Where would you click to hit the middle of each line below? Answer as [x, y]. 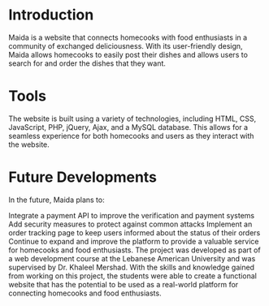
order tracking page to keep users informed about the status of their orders [134, 232]
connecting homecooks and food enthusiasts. [85, 293]
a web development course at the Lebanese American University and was [132, 258]
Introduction [51, 15]
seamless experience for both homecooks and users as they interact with [131, 136]
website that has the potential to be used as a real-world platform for [124, 284]
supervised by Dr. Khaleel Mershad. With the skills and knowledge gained [131, 267]
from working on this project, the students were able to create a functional [133, 276]
